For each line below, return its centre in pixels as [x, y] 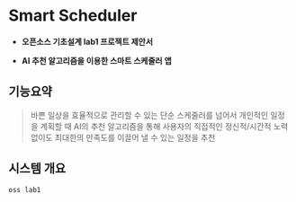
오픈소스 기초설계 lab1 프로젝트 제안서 [87, 41]
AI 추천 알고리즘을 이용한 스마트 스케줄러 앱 [96, 60]
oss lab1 [25, 189]
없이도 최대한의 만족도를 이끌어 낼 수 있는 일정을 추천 [123, 137]
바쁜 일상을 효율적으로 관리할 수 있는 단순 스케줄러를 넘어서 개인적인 [149, 115]
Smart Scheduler [73, 16]
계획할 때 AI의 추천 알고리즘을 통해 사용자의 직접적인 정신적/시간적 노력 [164, 126]
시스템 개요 [37, 168]
